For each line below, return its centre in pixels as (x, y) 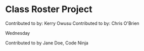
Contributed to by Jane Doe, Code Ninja (47, 43)
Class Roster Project (49, 9)
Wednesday (18, 33)
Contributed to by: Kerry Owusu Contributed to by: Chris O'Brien (73, 23)
